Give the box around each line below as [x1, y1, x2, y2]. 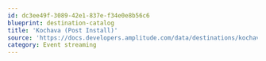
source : [7, 33, 33, 42]
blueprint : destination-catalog [7, 19, 114, 27]
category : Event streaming [7, 41, 97, 49]
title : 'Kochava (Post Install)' [7, 26, 118, 34]
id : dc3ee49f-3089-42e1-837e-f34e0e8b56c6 [7, 11, 150, 20]
